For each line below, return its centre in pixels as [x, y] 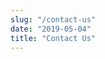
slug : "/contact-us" [53, 19]
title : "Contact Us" [53, 38]
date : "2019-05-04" [51, 29]
